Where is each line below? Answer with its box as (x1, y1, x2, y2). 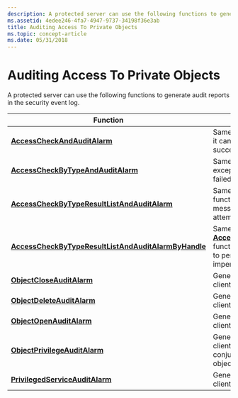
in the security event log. (7, 99, 80, 107)
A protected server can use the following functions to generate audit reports (7, 91, 230, 99)
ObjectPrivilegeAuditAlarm (11, 346, 104, 355)
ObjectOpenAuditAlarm (11, 316, 92, 326)
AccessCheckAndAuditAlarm (11, 136, 113, 146)
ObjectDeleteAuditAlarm (11, 296, 96, 306)
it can (212, 136, 232, 146)
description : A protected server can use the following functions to (7, 10, 217, 18)
